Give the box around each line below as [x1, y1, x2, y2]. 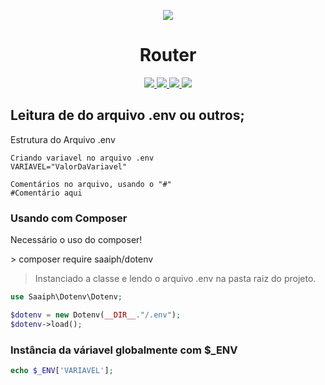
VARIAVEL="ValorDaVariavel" [10, 161, 128, 172]
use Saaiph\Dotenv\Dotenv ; [10, 292, 123, 302]
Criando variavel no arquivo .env [10, 153, 155, 163]
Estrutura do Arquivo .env [10, 133, 116, 145]
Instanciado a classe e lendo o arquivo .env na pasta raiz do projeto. [34, 273, 317, 285]
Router [139, 44, 197, 67]
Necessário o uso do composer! [10, 234, 143, 246]
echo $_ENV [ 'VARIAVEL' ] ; [10, 365, 114, 375]
